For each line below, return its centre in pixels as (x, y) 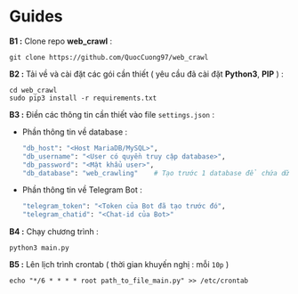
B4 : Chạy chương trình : (54, 232)
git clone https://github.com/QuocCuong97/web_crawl (109, 57)
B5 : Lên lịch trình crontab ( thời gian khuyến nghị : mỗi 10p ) (119, 265)
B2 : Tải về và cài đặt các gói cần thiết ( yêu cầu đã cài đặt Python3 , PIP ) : (147, 74)
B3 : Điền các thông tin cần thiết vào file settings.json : (112, 114)
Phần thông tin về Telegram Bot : (82, 190)
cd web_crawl (33, 90)
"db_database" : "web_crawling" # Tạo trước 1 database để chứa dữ (156, 173)
